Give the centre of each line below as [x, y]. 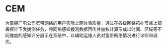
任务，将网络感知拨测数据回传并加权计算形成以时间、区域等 [96, 29]
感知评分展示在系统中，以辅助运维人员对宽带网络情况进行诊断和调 [90, 35]
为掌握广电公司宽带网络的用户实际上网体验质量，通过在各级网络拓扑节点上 [81, 23]
